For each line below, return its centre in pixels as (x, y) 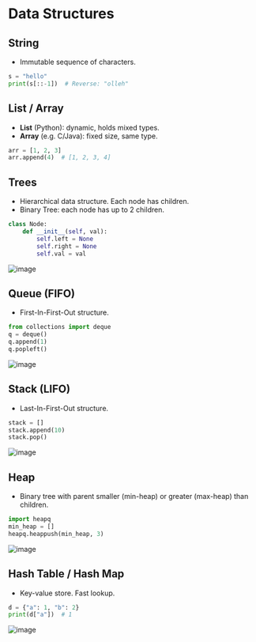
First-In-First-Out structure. (64, 312)
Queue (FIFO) (42, 293)
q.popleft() (28, 349)
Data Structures (61, 14)
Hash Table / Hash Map (66, 574)
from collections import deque (60, 327)
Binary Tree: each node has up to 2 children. (92, 210)
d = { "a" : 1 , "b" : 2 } (44, 607)
